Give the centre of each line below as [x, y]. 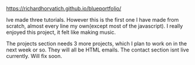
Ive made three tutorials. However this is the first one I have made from [92, 20]
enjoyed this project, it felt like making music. [61, 32]
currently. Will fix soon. [34, 56]
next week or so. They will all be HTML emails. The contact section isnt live [97, 50]
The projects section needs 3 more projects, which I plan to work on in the [97, 44]
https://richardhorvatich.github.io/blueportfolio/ [64, 8]
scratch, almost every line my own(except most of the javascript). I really [95, 26]
